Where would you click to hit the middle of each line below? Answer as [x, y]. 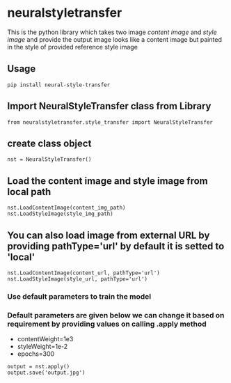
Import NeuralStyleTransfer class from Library [109, 106]
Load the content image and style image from [107, 181]
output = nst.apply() [39, 367]
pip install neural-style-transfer [59, 85]
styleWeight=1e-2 [42, 347]
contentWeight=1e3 [45, 339]
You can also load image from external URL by [109, 235]
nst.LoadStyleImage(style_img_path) [60, 214]
